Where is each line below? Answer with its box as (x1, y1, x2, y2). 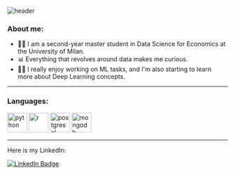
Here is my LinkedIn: (7, 146, 66, 154)
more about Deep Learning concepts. (17, 73, 126, 81)
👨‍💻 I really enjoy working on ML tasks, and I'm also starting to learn (17, 65, 212, 73)
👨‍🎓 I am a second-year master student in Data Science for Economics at (17, 40, 226, 48)
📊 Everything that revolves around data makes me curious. (17, 55, 189, 63)
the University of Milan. (17, 47, 85, 56)
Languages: (7, 96, 49, 106)
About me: (7, 24, 44, 33)
